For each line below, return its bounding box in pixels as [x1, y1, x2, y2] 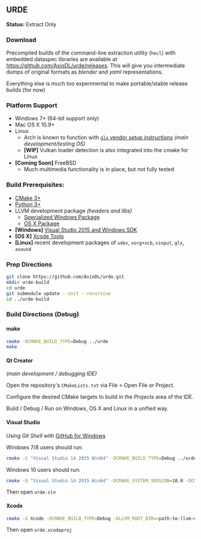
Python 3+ [14, 201, 41, 208]
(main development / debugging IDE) [6, 370, 98, 377]
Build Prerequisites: [6, 181, 65, 189]
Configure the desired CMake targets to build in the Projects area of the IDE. [6, 393, 194, 401]
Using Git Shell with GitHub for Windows [6, 432, 106, 439]
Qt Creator [6, 356, 33, 364]
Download [6, 35, 37, 44]
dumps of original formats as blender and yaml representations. [6, 68, 163, 75]
